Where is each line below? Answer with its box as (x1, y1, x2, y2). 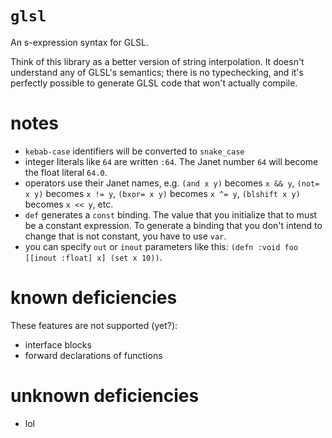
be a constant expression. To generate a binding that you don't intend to (24, 219, 323, 231)
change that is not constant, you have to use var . (24, 230, 227, 242)
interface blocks (24, 338, 92, 351)
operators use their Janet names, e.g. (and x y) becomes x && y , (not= (24, 177, 320, 189)
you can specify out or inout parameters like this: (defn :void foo (24, 240, 299, 252)
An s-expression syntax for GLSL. (10, 36, 150, 48)
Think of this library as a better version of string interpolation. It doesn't (10, 55, 305, 67)
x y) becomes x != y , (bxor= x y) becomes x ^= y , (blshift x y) (24, 187, 301, 199)
